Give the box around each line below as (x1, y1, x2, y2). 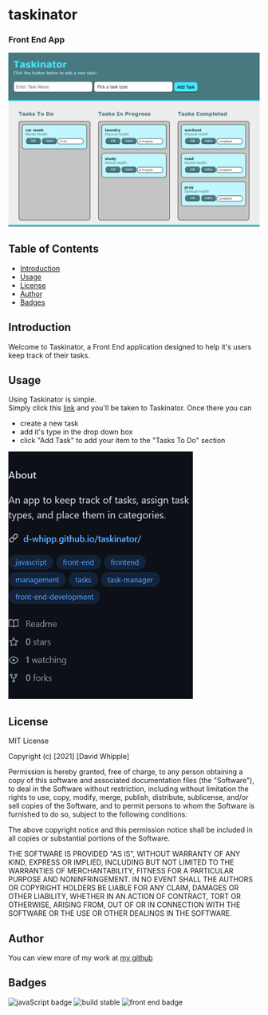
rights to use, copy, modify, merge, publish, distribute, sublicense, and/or (8, 793, 249, 802)
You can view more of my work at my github (8, 953, 153, 963)
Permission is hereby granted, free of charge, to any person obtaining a (8, 767, 243, 777)
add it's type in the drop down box (19, 427, 133, 437)
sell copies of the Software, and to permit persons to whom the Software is (8, 801, 255, 811)
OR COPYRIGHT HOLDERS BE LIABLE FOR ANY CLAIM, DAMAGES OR (8, 883, 239, 893)
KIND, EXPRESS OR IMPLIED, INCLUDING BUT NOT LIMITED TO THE (8, 857, 235, 867)
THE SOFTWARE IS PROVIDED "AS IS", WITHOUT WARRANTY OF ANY (8, 849, 241, 859)
